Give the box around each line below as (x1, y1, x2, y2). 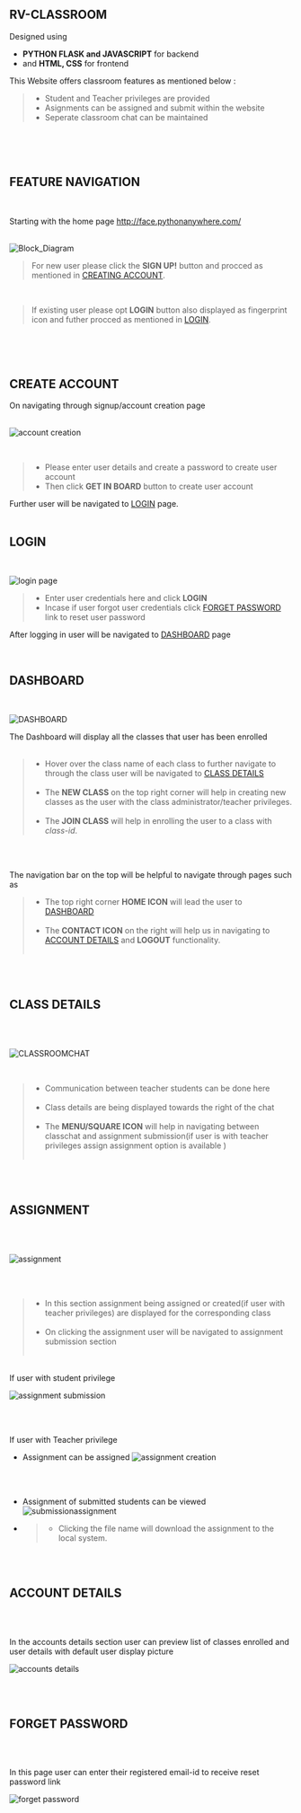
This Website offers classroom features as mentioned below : (9, 75, 236, 86)
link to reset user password (44, 612, 146, 623)
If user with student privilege (9, 1372, 116, 1383)
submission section (44, 1336, 117, 1347)
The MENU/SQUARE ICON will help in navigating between (44, 1120, 260, 1131)
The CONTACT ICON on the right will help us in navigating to (44, 925, 270, 936)
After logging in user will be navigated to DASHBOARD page (9, 629, 231, 641)
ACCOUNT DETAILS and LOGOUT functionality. (44, 934, 221, 946)
